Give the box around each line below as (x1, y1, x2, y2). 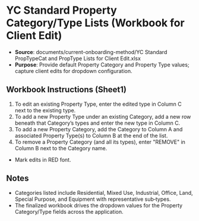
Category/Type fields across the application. (14, 208, 124, 215)
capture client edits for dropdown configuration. (14, 67, 132, 74)
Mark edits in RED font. (14, 156, 71, 163)
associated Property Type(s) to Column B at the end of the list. (14, 132, 168, 139)
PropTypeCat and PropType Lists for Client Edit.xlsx (14, 55, 141, 62)
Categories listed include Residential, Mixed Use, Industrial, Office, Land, (14, 189, 193, 196)
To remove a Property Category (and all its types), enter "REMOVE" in (14, 138, 186, 146)
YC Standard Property (6, 4, 117, 17)
